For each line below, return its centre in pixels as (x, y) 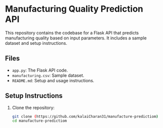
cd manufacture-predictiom (39, 121)
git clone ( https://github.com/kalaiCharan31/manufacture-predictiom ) (85, 116)
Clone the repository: (33, 108)
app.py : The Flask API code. (40, 70)
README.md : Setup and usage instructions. (53, 80)
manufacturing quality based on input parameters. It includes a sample (76, 38)
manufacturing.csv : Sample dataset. (48, 75)
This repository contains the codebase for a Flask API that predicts (72, 33)
